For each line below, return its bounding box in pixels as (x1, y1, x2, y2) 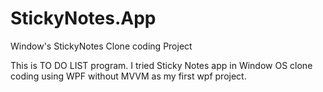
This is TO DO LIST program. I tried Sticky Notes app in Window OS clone (10, 59, 313, 71)
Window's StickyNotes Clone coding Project (10, 40, 193, 52)
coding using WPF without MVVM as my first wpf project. (10, 70, 247, 82)
